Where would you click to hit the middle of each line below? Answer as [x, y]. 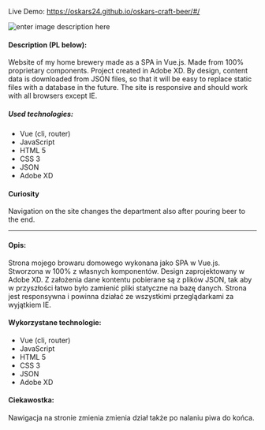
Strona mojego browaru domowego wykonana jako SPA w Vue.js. [114, 263]
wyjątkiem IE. [30, 305]
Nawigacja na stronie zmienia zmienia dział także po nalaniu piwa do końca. [131, 417]
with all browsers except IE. [53, 96]
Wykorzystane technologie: [55, 323]
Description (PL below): [48, 45]
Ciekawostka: [31, 400]
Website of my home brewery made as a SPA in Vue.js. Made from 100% [126, 62]
